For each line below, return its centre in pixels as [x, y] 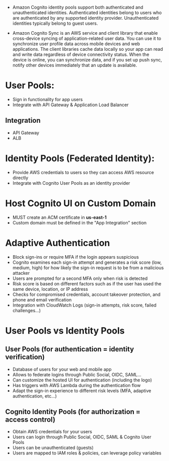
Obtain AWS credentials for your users [52, 432]
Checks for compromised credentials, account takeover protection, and [87, 294]
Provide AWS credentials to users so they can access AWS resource [83, 172]
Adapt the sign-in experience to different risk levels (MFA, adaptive [82, 391]
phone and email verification [42, 299]
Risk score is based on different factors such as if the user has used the [87, 283]
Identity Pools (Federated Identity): [80, 158]
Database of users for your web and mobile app [62, 369]
